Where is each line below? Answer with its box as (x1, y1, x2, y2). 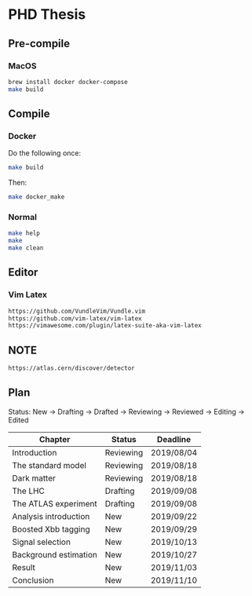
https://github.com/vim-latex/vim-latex (8, 314, 143, 323)
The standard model (12, 459, 86, 470)
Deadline (156, 433, 192, 444)
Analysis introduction (12, 510, 90, 521)
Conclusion (12, 575, 54, 586)
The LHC (12, 485, 46, 496)
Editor (8, 265, 38, 280)
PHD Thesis (8, 5, 86, 24)
